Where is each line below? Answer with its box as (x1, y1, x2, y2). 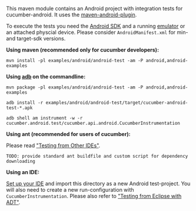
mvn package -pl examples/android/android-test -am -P (6, 84, 144, 90)
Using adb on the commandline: (6, 73, 86, 80)
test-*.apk (6, 105, 33, 111)
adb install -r (6, 100, 44, 105)
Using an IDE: (6, 169, 40, 175)
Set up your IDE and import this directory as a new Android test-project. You (6, 180, 191, 187)
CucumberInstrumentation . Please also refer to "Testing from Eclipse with (6, 193, 182, 199)
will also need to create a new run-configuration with (6, 186, 134, 193)
